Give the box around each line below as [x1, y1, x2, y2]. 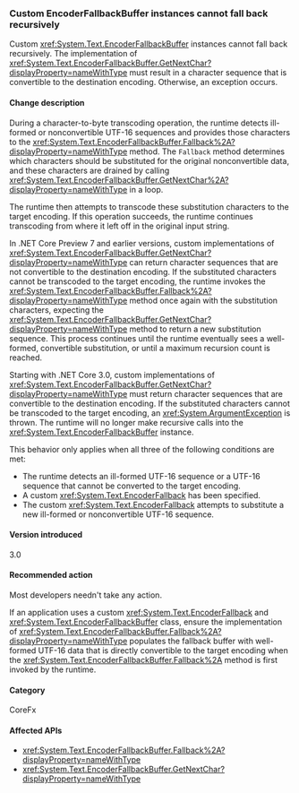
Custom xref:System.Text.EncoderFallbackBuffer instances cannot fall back [9, 39, 288, 49]
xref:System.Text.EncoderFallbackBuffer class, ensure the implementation [9, 616, 283, 627]
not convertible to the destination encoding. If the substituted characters [9, 266, 278, 277]
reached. [9, 352, 43, 363]
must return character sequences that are [129, 388, 284, 399]
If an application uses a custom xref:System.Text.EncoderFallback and [9, 607, 269, 617]
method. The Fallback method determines [129, 146, 285, 157]
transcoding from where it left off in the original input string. [9, 220, 230, 231]
